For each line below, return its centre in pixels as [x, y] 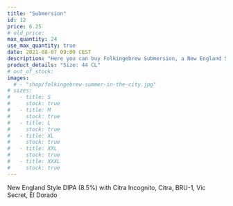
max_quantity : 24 [32, 39]
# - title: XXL [32, 149]
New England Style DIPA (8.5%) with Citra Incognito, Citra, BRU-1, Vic [106, 187]
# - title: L [29, 123]
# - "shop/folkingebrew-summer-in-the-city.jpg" [85, 84]
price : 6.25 [24, 26]
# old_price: [26, 33]
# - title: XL [31, 135]
